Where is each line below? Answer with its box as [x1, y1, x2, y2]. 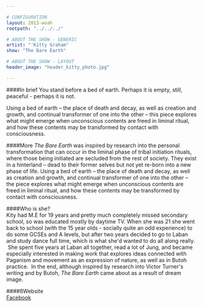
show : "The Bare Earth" [6, 48, 67, 54]
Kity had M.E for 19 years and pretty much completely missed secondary [6, 211, 188, 219]
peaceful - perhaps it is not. [6, 92, 76, 100]
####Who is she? [6, 205, 50, 212]
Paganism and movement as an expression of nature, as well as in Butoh [6, 256, 187, 263]
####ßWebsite [6, 287, 44, 294]
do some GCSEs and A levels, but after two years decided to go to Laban [6, 231, 188, 238]
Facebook [6, 294, 32, 301]
